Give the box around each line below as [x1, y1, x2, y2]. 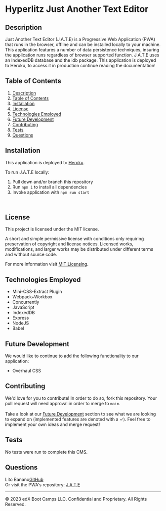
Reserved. [5, 501, 26, 507]
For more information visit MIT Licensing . [5, 261, 89, 267]
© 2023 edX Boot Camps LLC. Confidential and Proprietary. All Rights [5, 496, 147, 502]
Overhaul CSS [12, 368, 41, 374]
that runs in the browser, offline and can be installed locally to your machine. [5, 42, 161, 47]
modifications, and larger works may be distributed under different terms [5, 246, 154, 252]
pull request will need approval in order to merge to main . [5, 400, 121, 406]
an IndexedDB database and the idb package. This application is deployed [5, 57, 156, 63]
